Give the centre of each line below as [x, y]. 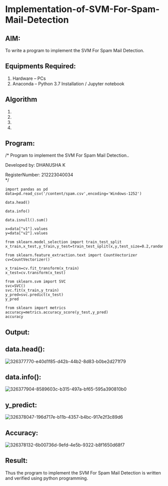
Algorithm [21, 100]
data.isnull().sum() [27, 220]
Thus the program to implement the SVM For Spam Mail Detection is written [83, 472]
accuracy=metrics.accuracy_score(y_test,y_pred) [57, 312]
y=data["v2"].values [27, 233]
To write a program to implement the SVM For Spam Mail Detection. [75, 50]
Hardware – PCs [29, 78]
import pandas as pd [27, 189]
